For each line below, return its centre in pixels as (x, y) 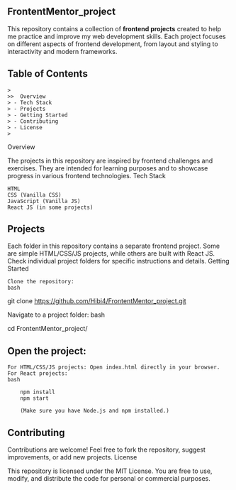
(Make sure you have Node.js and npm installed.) (95, 411)
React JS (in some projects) (50, 207)
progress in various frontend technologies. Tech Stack (87, 175)
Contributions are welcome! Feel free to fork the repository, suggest (106, 450)
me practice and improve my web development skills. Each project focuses (117, 36)
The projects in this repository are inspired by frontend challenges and (110, 160)
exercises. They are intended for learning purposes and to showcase (108, 168)
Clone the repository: (41, 282)
